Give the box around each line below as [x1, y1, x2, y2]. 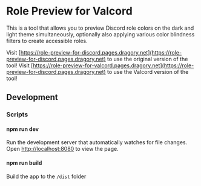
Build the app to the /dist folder [6, 173, 87, 180]
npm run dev [6, 125, 39, 133]
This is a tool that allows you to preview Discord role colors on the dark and [6, 24, 194, 32]
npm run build [6, 159, 42, 167]
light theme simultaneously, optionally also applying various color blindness [6, 30, 195, 38]
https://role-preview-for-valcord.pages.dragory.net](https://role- [33, 62, 194, 69]
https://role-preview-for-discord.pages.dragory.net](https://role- [20, 48, 182, 56]
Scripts [6, 110, 28, 119]
